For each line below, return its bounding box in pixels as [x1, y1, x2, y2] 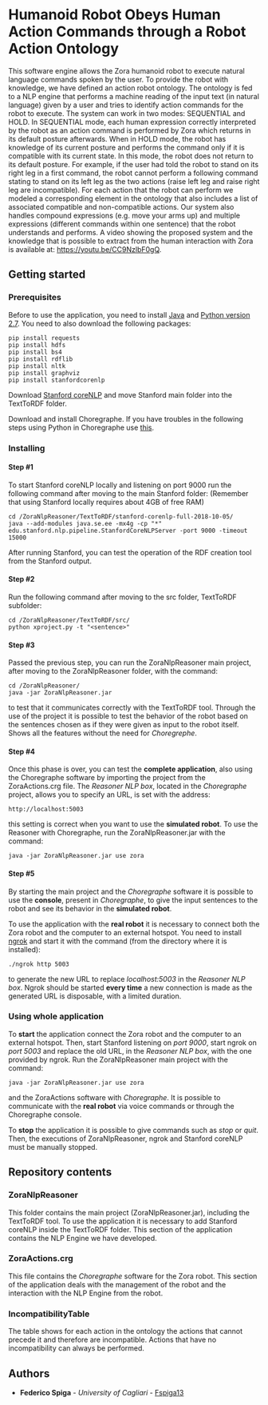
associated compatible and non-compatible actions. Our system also [8, 202, 235, 211]
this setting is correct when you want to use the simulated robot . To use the [8, 819, 258, 829]
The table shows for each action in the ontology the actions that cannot [8, 1327, 243, 1336]
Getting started [8, 268, 86, 282]
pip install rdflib [8, 354, 73, 363]
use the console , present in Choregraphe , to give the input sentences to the [8, 895, 258, 905]
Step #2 [8, 574, 35, 584]
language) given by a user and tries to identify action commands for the [8, 100, 244, 110]
